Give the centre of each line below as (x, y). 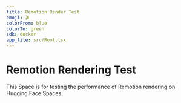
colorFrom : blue (27, 23)
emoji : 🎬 (18, 18)
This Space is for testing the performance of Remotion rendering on (91, 87)
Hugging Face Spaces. (35, 93)
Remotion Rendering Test (71, 70)
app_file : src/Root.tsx (36, 40)
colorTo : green (25, 29)
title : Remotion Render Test (43, 12)
